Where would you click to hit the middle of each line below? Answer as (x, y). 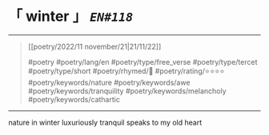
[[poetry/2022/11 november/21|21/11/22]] (94, 46)
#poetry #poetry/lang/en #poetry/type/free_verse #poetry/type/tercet (143, 62)
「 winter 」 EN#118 (71, 16)
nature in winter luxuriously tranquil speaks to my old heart (105, 122)
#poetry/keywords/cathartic (74, 99)
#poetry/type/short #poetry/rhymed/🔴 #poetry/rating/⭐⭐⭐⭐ (126, 71)
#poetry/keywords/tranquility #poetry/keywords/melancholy (127, 91)
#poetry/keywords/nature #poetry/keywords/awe (109, 82)
